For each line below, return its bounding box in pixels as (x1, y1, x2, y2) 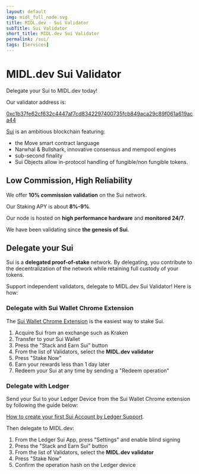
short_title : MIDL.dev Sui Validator (6, 31, 100, 37)
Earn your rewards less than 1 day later (14, 361, 110, 368)
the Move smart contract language (14, 139, 100, 146)
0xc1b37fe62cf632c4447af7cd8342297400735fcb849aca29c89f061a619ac (6, 110, 193, 117)
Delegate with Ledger (6, 381, 70, 390)
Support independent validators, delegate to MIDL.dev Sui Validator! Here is (6, 283, 192, 290)
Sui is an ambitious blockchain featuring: (6, 128, 106, 135)
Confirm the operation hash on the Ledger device (14, 462, 136, 469)
